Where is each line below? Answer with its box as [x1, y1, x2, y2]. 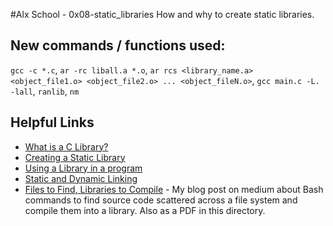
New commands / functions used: [10, 37, 226, 54]
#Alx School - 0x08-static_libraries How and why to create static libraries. [10, 9, 315, 20]
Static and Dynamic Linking [24, 172, 138, 184]
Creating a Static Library [24, 151, 126, 163]
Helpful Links [10, 114, 95, 131]
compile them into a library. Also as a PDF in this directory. [24, 204, 266, 216]
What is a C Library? [24, 140, 109, 153]
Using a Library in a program [24, 162, 143, 174]
